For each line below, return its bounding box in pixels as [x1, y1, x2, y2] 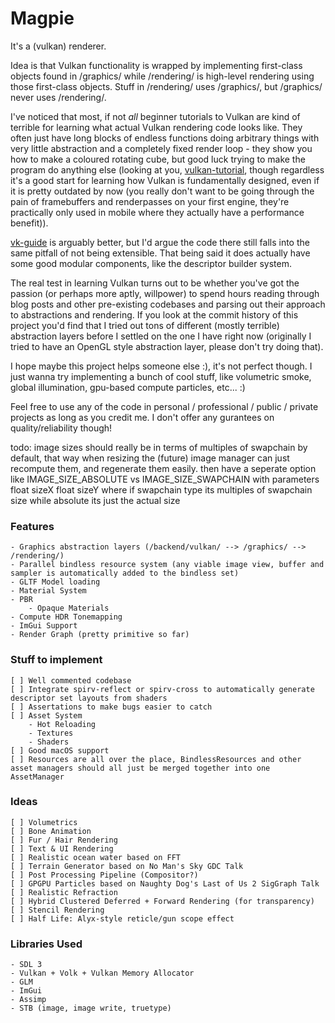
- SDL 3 [10, 960, 43, 970]
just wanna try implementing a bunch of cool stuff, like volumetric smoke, [10, 370, 312, 382]
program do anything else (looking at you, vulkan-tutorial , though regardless [10, 163, 325, 176]
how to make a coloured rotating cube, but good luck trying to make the [10, 153, 306, 165]
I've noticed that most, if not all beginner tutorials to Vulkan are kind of [10, 110, 301, 122]
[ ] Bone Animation [10, 826, 92, 836]
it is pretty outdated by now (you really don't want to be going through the [10, 185, 315, 197]
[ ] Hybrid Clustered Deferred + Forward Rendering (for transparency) [10, 896, 315, 906]
